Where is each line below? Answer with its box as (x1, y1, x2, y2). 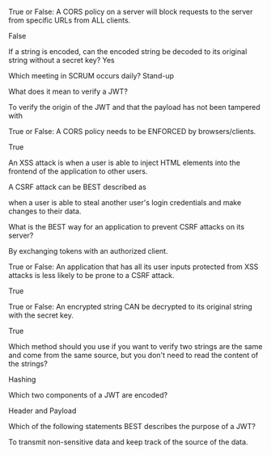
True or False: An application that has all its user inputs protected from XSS (8, 262, 259, 272)
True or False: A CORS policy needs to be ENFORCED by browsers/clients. (8, 127, 256, 136)
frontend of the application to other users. (8, 166, 148, 176)
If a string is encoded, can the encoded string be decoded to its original (8, 47, 248, 56)
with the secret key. (8, 310, 74, 320)
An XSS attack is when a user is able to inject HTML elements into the (8, 158, 241, 167)
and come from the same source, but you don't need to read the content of (8, 351, 259, 360)
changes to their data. (8, 206, 82, 216)
